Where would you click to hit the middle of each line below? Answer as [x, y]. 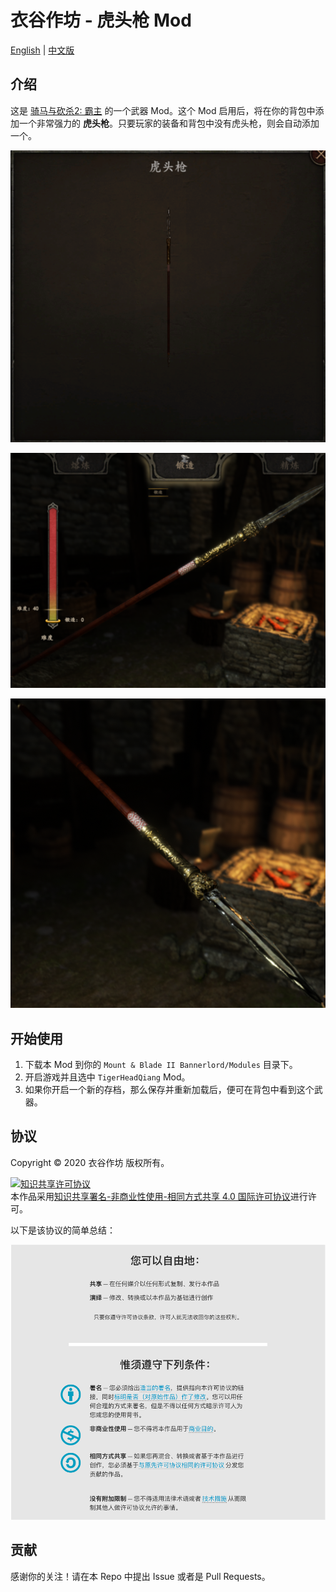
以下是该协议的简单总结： [63, 1230]
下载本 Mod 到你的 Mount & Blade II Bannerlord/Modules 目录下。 [161, 1064]
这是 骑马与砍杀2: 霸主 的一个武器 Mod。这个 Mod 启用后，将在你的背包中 [163, 110]
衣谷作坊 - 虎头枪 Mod [101, 20]
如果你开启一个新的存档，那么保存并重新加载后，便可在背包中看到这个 [169, 1089]
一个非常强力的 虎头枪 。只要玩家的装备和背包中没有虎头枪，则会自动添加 [169, 123]
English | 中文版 [42, 50]
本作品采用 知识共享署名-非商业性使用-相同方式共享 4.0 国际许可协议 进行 [159, 1196]
